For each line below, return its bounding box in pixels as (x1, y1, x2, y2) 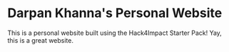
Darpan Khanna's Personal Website (7, 5, 223, 21)
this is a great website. (7, 36, 73, 44)
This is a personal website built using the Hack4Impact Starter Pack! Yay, (7, 28, 223, 37)
